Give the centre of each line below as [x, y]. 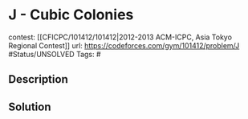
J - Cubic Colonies [71, 15]
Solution [30, 107]
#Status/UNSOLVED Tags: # [55, 54]
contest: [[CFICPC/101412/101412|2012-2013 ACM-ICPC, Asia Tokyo [120, 37]
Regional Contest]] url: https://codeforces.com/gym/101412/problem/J [124, 45]
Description [38, 79]
